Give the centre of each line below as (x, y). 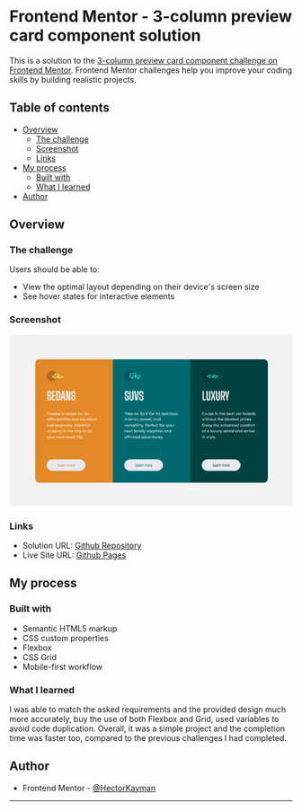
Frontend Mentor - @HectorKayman (89, 788)
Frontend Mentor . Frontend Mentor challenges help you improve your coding (151, 70)
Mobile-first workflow (62, 666)
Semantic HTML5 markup (70, 628)
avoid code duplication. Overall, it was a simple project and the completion (147, 728)
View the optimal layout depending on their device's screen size (141, 287)
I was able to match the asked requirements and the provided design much (148, 709)
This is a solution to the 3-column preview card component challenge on (144, 60)
